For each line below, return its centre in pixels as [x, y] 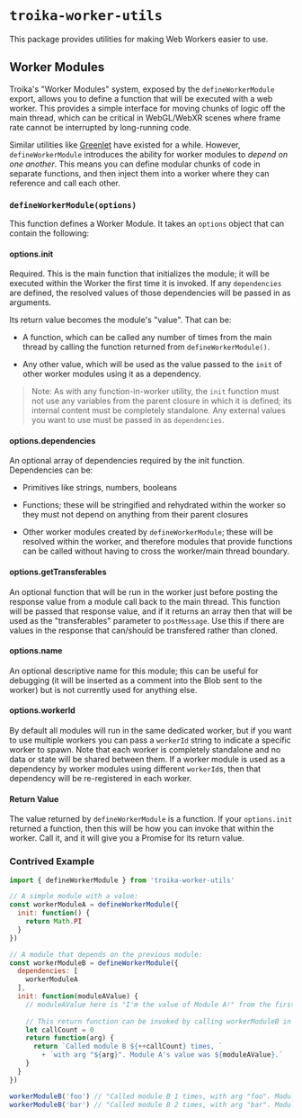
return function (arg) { [70, 1038]
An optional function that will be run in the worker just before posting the [144, 591]
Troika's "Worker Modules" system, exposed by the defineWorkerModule [142, 89]
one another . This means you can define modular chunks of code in [135, 164]
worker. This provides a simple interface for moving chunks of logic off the [147, 108]
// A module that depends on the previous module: [106, 954]
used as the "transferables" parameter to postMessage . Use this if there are [147, 620]
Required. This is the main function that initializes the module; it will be [139, 274]
